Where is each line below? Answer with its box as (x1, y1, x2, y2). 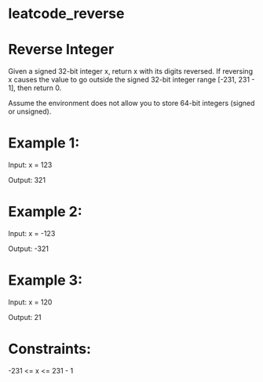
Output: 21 (8, 312, 42, 322)
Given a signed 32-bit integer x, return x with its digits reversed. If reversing (8, 67, 254, 76)
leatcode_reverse (8, 5, 125, 23)
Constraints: (8, 340, 92, 358)
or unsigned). (8, 107, 52, 116)
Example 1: (8, 134, 80, 152)
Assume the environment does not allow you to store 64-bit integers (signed (8, 99, 255, 108)
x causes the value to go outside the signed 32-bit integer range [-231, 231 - (8, 75, 255, 85)
